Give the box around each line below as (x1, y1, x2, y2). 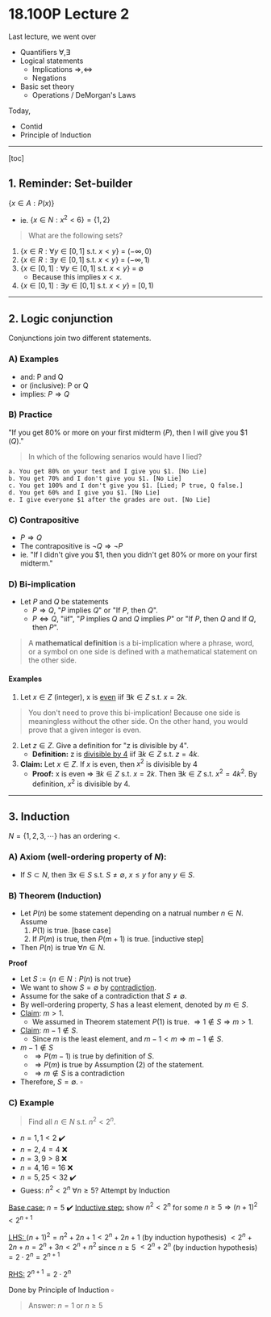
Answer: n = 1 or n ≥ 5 (27, 1300, 103, 1310)
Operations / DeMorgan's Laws (31, 90, 136, 99)
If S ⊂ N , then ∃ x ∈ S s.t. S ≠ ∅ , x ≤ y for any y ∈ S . (19, 869, 195, 879)
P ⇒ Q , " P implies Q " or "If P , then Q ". (31, 605, 159, 615)
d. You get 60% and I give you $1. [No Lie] (8, 488, 161, 497)
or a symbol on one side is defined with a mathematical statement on (27, 647, 258, 657)
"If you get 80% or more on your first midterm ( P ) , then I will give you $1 (8, 427, 248, 437)
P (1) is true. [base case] (31, 925, 111, 935)
